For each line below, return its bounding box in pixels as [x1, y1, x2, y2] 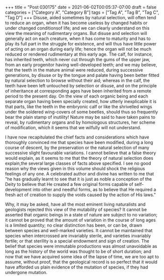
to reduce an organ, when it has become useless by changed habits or [5, 20, 148, 26]
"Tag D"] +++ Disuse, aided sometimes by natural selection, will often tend [5, 15, 156, 20]
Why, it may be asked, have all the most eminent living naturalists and [5, 202, 146, 207]
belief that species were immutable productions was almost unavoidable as [5, 244, 157, 249]
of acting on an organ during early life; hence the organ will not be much [5, 46, 152, 52]
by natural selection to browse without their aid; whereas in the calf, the [5, 77, 150, 83]
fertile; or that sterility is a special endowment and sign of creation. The [5, 238, 150, 244]
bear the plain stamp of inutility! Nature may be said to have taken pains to [5, 114, 156, 120]
